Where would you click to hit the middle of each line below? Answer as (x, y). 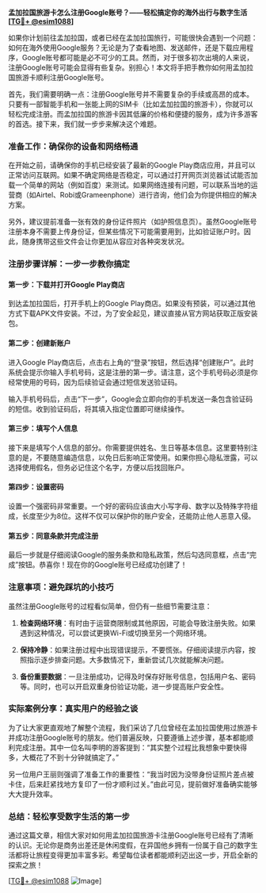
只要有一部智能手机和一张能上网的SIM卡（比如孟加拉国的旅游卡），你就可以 (131, 104)
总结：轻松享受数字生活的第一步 (69, 816)
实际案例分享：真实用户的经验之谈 (73, 709)
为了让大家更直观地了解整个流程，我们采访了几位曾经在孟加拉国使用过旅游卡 (133, 727)
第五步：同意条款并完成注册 (53, 535)
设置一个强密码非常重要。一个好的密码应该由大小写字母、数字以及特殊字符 (129, 506)
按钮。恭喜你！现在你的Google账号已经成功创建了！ (103, 565)
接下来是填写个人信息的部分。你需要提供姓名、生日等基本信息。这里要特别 (129, 447)
